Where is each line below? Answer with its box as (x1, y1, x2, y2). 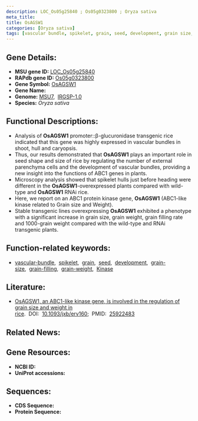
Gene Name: (14, 87, 46, 94)
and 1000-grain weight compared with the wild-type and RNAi (14, 219, 166, 227)
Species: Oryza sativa (14, 99, 70, 106)
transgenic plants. (14, 226, 59, 233)
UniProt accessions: (14, 369, 66, 376)
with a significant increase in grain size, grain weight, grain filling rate (14, 213, 183, 221)
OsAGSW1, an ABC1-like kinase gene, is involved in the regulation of (14, 298, 180, 305)
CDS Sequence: (14, 402, 55, 409)
